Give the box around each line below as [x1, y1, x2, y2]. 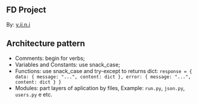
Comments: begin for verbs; [14, 54, 85, 62]
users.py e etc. [14, 91, 53, 98]
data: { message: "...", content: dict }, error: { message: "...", [14, 74, 191, 80]
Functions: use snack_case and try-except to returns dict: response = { [14, 67, 193, 74]
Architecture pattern [6, 39, 86, 49]
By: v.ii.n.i [6, 21, 30, 28]
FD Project [6, 5, 46, 15]
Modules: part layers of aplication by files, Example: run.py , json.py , [14, 84, 185, 91]
